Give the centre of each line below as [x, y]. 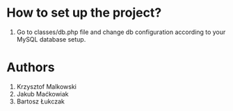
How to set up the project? [84, 13]
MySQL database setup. [51, 39]
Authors [31, 68]
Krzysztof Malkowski [47, 86]
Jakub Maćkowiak [42, 94]
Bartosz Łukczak [41, 101]
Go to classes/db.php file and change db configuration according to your [121, 32]
